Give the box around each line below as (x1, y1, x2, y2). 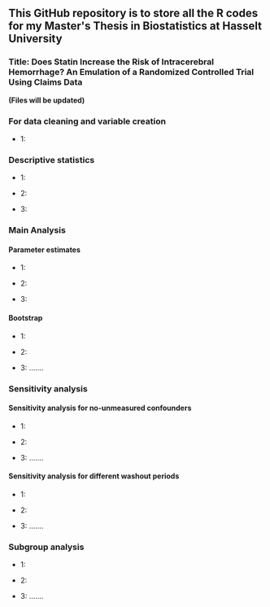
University (8, 32, 63, 46)
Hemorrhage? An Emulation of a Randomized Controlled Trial (8, 67, 255, 78)
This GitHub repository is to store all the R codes (8, 7, 259, 20)
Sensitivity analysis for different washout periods (8, 471, 180, 481)
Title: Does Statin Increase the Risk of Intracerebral (8, 56, 214, 68)
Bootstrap (8, 313, 43, 322)
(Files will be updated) (8, 95, 85, 105)
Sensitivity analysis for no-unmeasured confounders (8, 403, 192, 413)
